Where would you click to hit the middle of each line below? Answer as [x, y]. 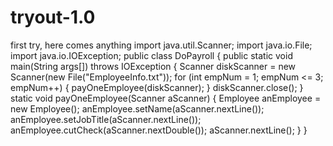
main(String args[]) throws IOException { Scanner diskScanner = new [153, 66]
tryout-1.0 [53, 17]
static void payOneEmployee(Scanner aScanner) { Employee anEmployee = [166, 98]
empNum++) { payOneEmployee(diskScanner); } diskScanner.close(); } [157, 87]
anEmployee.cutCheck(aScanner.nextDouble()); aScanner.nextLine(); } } [159, 130]
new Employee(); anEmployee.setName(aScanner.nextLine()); [137, 108]
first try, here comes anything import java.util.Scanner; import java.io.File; [161, 45]
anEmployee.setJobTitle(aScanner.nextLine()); [106, 119]
